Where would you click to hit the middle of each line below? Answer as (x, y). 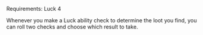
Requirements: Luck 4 (34, 9)
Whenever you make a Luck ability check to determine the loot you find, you (102, 20)
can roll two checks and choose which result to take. (72, 27)
